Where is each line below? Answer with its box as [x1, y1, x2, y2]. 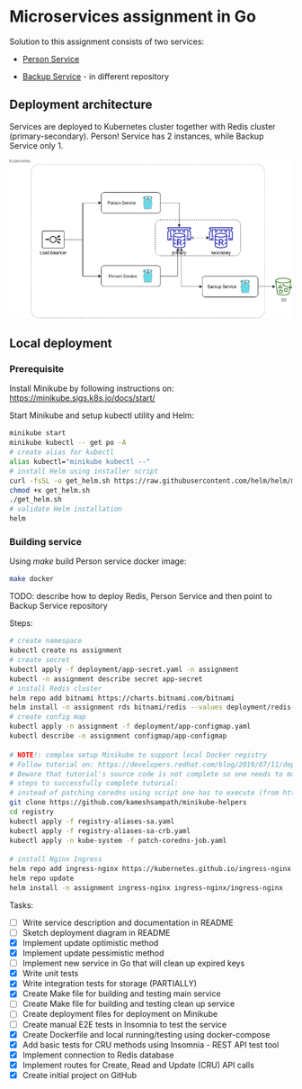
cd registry [9, 808, 54, 817]
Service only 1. [9, 140, 64, 150]
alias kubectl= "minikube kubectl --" [9, 457, 151, 466]
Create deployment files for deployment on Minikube [22, 1009, 218, 1020]
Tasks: [9, 899, 34, 911]
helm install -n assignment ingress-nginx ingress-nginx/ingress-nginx [9, 884, 283, 893]
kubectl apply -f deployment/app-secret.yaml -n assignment [9, 665, 240, 674]
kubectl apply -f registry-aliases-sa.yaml [9, 817, 175, 826]
